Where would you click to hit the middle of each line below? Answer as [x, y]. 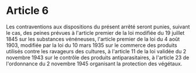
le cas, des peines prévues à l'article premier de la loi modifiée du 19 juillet [95, 32]
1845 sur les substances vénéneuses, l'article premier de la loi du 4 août [93, 39]
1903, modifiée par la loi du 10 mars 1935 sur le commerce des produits [92, 45]
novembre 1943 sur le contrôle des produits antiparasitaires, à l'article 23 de [98, 57]
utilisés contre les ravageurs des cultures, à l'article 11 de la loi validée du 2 [96, 51]
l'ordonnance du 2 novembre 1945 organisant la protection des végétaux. [94, 63]
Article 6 [27, 11]
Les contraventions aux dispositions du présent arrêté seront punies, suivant [98, 27]
